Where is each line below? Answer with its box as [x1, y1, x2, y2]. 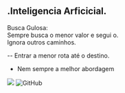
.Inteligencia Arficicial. [7, 5, 107, 17]
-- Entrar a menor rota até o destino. [7, 51, 110, 59]
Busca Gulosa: [7, 23, 48, 31]
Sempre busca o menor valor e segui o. [7, 31, 119, 39]
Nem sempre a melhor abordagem [16, 64, 115, 72]
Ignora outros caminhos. [7, 38, 77, 46]
